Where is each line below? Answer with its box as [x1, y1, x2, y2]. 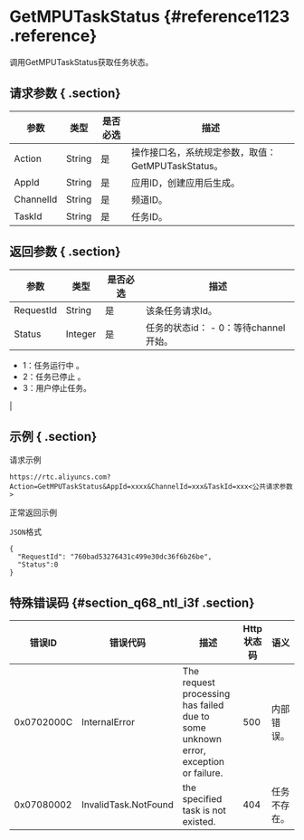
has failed [182, 699, 224, 711]
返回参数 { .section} [9, 244, 121, 260]
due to [182, 711, 210, 723]
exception [182, 756, 224, 768]
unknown [182, 733, 223, 746]
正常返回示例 [9, 507, 57, 518]
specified [182, 793, 223, 806]
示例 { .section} [9, 428, 98, 444]
